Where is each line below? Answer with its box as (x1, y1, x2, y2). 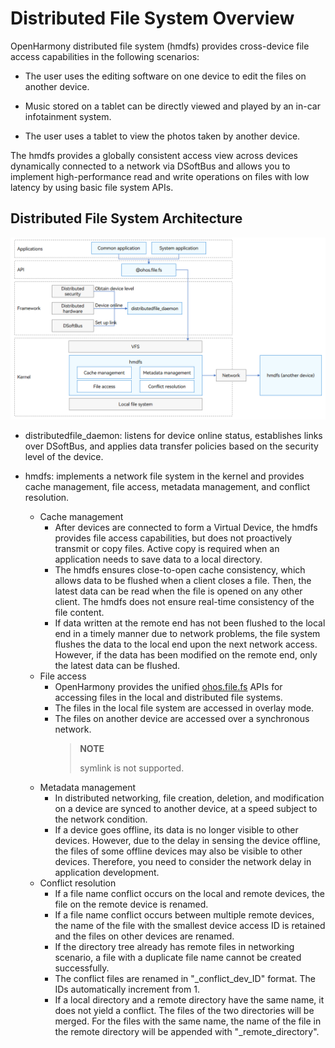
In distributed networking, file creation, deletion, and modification (54, 792, 325, 804)
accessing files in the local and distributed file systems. (54, 692, 283, 704)
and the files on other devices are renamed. (54, 930, 235, 942)
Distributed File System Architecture (10, 210, 243, 227)
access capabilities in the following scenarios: (10, 50, 200, 62)
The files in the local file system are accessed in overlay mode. (54, 702, 315, 714)
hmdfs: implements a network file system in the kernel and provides (24, 470, 305, 482)
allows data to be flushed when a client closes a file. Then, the (54, 575, 312, 587)
